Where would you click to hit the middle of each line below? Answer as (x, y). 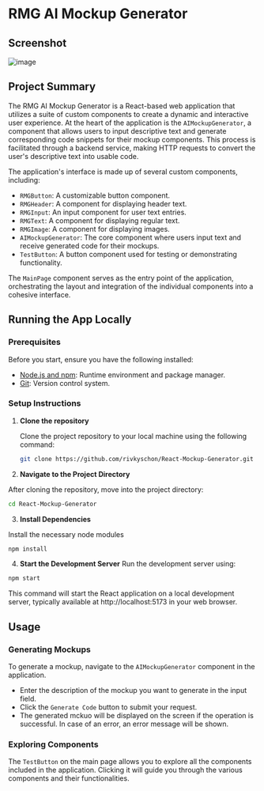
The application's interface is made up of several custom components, (123, 172)
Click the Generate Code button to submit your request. (108, 707)
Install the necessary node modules (66, 534)
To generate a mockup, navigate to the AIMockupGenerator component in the (132, 666)
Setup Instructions (45, 403)
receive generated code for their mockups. (89, 245)
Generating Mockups (49, 649)
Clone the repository (54, 421)
